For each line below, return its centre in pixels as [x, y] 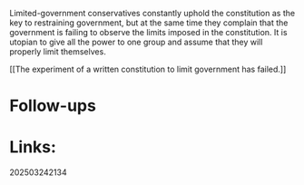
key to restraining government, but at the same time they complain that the [149, 23]
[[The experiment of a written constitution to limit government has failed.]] [148, 69]
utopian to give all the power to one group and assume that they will [136, 42]
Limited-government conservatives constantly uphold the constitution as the [152, 13]
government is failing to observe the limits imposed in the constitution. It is [148, 32]
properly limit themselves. [58, 52]
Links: [33, 147]
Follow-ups [53, 106]
